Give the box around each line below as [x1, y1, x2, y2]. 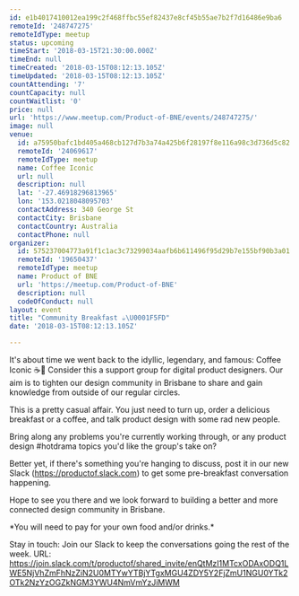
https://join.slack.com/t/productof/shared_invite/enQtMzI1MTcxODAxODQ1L [9, 558, 289, 568]
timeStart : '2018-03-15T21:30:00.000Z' [9, 47, 158, 56]
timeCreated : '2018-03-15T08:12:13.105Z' [9, 64, 167, 73]
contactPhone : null [17, 230, 90, 239]
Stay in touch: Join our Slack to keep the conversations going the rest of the [9, 539, 290, 549]
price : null [9, 105, 54, 114]
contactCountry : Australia [17, 222, 118, 231]
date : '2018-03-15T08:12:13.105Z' [9, 322, 139, 331]
